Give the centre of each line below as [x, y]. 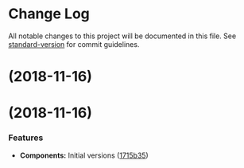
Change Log [49, 14]
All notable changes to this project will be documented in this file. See [122, 36]
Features [26, 138]
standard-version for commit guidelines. [74, 44]
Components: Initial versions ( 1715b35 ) [84, 155]
